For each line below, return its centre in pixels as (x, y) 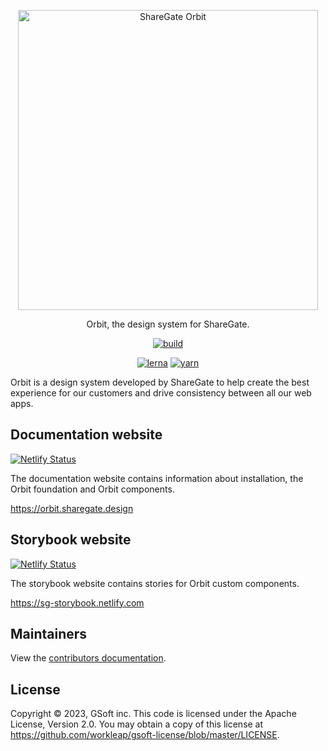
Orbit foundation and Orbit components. (92, 489)
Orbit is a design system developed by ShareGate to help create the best (160, 382)
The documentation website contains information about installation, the (157, 478)
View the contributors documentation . (88, 658)
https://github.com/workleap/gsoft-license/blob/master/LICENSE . (145, 735)
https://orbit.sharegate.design (72, 508)
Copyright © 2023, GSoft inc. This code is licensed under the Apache (153, 714)
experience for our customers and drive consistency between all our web (161, 393)
